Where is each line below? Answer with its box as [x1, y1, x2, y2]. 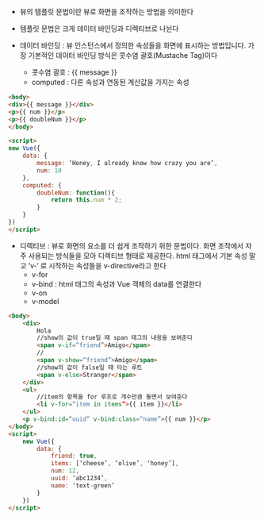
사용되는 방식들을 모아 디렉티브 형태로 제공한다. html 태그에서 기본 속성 [28, 251, 248, 260]
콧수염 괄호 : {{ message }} [31, 67, 117, 77]
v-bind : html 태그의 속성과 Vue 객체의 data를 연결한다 [31, 279, 202, 288]
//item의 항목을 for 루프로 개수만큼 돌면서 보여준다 [36, 393, 188, 401]
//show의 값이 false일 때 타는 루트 [36, 364, 143, 372]
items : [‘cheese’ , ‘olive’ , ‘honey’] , [50, 460, 179, 468]
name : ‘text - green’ [50, 481, 115, 490]
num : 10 [36, 166, 62, 175]
